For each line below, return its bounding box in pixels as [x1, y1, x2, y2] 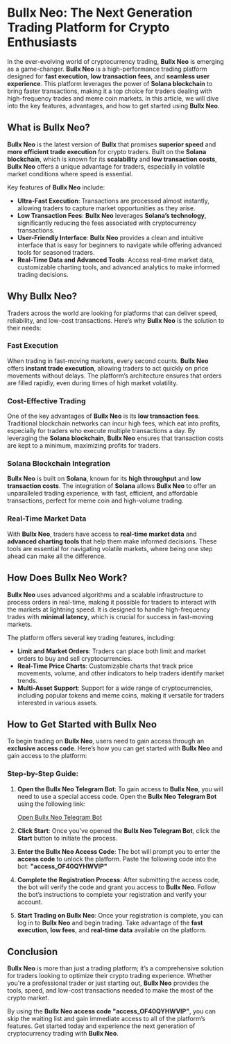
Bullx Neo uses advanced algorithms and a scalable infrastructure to [7, 590, 203, 598]
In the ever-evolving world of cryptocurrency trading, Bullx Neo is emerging [7, 57, 224, 65]
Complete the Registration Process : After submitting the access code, [17, 875, 221, 884]
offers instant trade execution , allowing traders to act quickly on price [7, 364, 209, 372]
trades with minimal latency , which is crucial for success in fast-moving [7, 612, 214, 621]
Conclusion [7, 946, 58, 958]
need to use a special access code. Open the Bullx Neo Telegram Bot [17, 792, 217, 800]
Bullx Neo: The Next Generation [7, 5, 193, 21]
